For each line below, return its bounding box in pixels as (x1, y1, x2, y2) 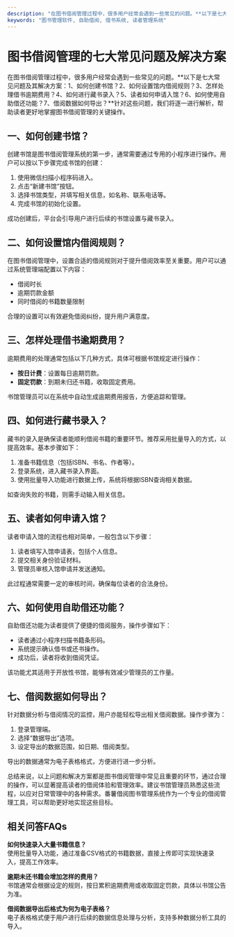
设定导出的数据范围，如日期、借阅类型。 (17, 742, 133, 751)
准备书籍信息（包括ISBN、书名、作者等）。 (17, 458, 139, 466)
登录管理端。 (17, 725, 54, 734)
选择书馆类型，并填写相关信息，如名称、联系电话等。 (17, 191, 170, 199)
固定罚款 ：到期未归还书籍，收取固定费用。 (17, 377, 140, 386)
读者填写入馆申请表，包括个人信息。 (17, 547, 122, 555)
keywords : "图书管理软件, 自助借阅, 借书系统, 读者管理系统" (7, 17, 167, 24)
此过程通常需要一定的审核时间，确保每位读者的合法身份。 (7, 579, 172, 588)
